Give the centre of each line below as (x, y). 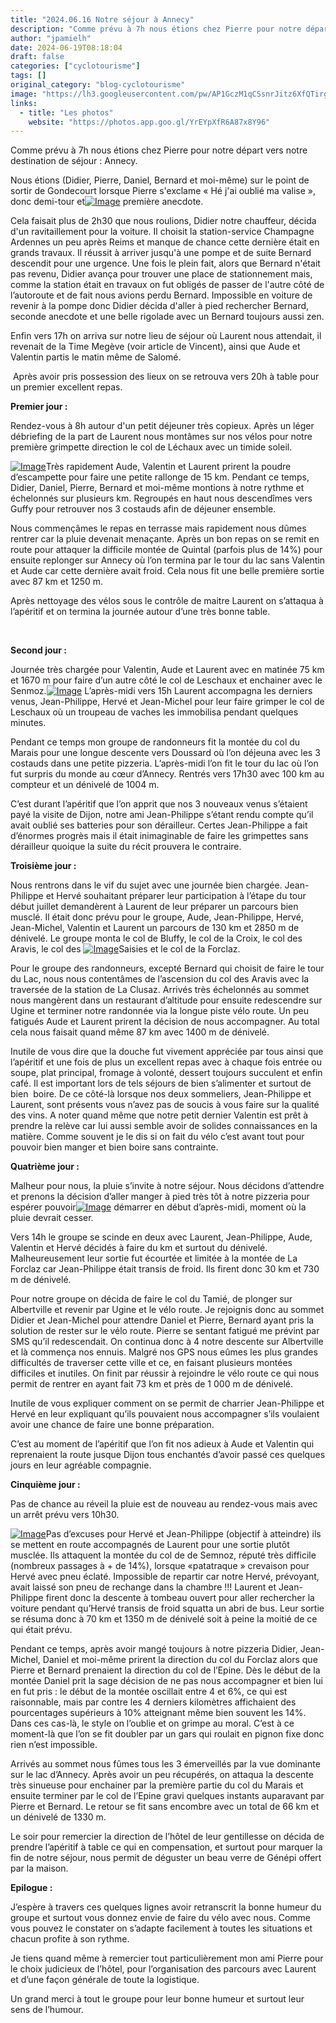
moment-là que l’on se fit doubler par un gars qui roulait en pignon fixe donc (167, 1734)
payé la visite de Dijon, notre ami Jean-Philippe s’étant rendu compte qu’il (162, 815)
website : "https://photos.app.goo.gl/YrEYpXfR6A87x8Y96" (149, 122)
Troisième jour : (43, 866)
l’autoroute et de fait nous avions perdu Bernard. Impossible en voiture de (161, 295)
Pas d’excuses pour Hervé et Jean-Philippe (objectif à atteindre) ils (183, 1534)
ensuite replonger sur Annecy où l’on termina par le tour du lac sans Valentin (168, 560)
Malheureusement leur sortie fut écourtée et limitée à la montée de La (154, 1258)
